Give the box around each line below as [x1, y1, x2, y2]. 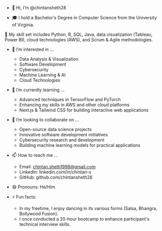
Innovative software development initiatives [19, 132, 108, 137]
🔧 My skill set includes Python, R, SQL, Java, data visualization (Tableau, [4, 31, 153, 37]
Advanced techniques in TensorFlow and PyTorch [19, 97, 121, 102]
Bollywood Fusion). [19, 211, 59, 217]
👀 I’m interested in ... [11, 46, 54, 52]
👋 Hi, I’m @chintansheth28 [11, 5, 66, 10]
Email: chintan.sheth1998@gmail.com [19, 164, 96, 169]
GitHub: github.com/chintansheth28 [19, 174, 93, 180]
